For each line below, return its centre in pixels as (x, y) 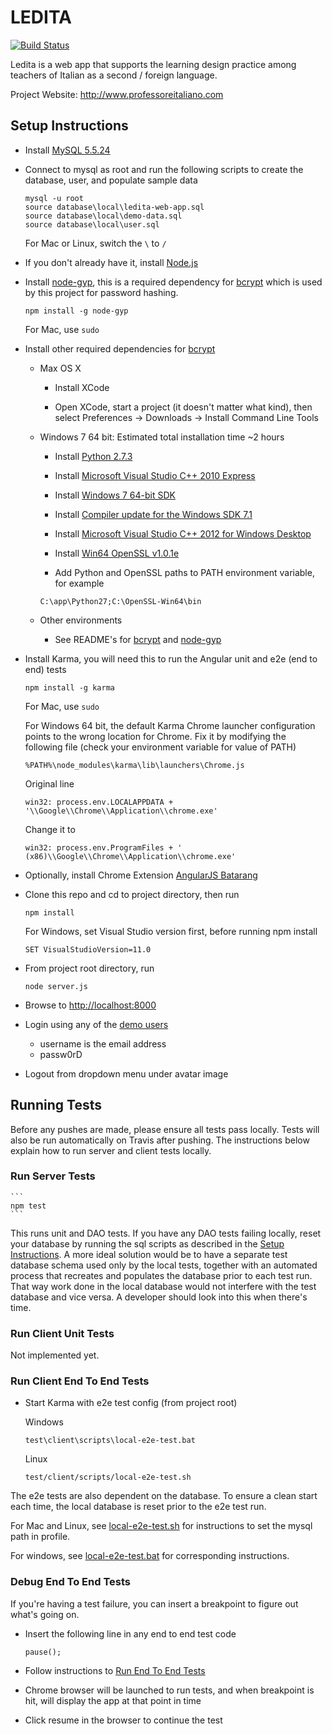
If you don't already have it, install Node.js (111, 262)
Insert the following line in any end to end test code (130, 1633)
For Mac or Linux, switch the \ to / (95, 243)
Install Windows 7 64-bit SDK (115, 495)
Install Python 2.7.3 (93, 456)
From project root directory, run (89, 968)
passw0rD (61, 1054)
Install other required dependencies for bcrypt (120, 348)
